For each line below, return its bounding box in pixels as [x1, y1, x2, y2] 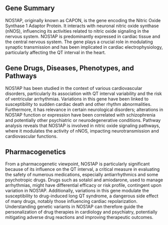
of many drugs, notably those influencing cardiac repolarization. [5, 198, 138, 204]
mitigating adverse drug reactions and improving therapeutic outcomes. [5, 214, 154, 220]
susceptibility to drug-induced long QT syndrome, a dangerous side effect [5, 193, 159, 199]
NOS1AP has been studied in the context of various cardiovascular [5, 85, 142, 91]
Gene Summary [5, 4, 55, 13]
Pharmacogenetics [5, 148, 66, 156]
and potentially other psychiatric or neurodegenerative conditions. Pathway [5, 117, 161, 123]
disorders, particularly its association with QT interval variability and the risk [5, 90, 162, 96]
